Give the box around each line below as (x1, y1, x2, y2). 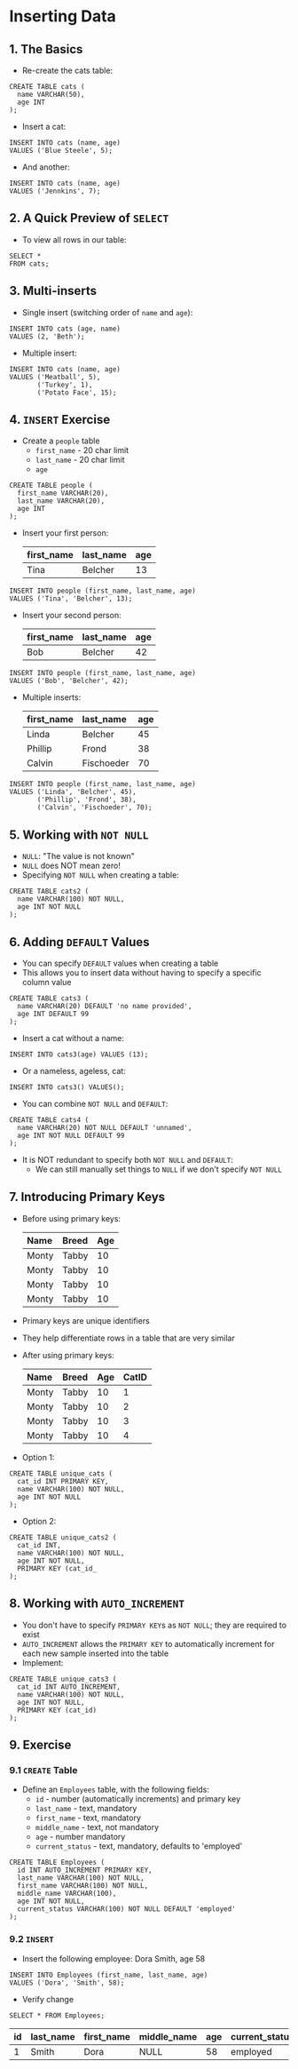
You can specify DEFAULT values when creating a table (21, 958, 219, 969)
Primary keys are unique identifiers (21, 1315, 151, 1325)
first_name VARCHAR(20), (17, 489, 109, 498)
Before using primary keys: (21, 1213, 122, 1223)
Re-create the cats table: (21, 65, 114, 76)
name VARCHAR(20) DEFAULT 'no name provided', (17, 1002, 192, 1011)
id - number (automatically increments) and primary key (35, 1794, 241, 1804)
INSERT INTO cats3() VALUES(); (9, 1083, 125, 1092)
